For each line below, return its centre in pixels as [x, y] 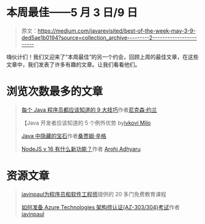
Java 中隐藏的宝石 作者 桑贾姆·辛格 [64, 136]
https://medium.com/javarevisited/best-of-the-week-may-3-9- [117, 31]
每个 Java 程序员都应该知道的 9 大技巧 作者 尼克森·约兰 [89, 110]
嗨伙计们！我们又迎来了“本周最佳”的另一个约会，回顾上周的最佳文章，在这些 [102, 56]
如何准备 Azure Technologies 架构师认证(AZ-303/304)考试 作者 [100, 207]
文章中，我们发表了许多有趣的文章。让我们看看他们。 [73, 64]
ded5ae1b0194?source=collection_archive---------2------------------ [109, 37]
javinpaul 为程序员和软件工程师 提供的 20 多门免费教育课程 [94, 194]
